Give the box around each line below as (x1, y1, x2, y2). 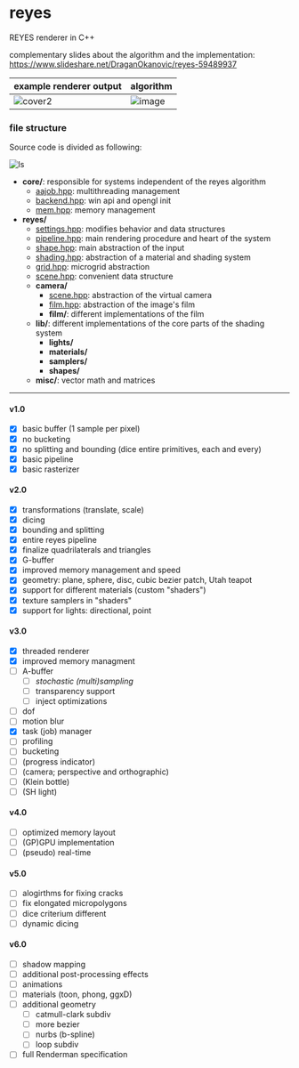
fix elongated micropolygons (21, 898, 127, 909)
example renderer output (13, 79, 122, 92)
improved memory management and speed (21, 564, 181, 576)
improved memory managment (21, 655, 135, 666)
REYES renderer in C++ (9, 32, 95, 43)
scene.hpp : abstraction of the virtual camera (48, 290, 212, 301)
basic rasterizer (21, 464, 80, 474)
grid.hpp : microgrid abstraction (35, 262, 150, 272)
